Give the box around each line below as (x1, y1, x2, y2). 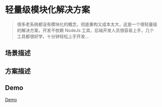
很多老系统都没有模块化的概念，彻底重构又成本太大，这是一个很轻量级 (16, 21, 158, 27)
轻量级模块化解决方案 (5, 4, 91, 15)
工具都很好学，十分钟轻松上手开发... (16, 33, 89, 39)
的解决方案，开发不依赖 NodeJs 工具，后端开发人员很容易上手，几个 (16, 27, 154, 33)
